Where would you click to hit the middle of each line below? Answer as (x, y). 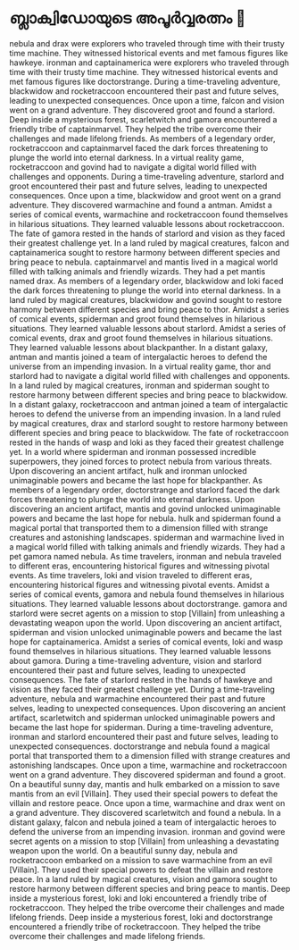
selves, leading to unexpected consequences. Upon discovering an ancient (148, 708)
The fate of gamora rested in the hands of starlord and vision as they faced (147, 233)
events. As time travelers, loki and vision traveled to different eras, (131, 575)
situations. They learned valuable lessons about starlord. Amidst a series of (148, 328)
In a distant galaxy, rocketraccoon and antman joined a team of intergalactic (149, 404)
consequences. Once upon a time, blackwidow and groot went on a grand (145, 195)
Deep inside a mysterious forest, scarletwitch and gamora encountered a (143, 119)
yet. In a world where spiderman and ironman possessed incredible (133, 451)
